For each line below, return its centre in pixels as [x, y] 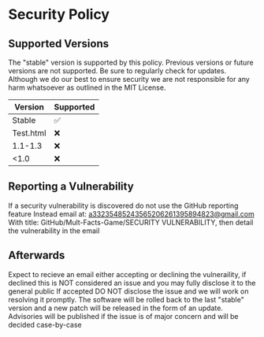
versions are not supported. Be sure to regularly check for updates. [117, 71]
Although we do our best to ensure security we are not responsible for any [129, 79]
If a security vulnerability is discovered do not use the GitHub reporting [123, 206]
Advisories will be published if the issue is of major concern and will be [123, 316]
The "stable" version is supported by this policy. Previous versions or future [131, 62]
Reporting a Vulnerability [71, 187]
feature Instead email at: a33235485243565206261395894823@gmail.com [131, 213]
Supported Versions [58, 44]
